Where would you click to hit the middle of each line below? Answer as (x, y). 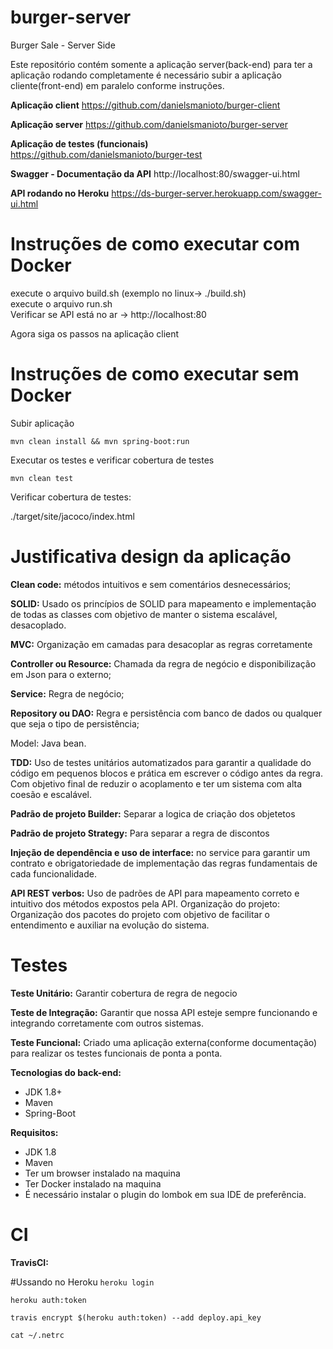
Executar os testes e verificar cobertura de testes (112, 460)
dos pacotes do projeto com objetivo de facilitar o (167, 914)
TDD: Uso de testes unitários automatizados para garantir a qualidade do (161, 762)
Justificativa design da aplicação (151, 557)
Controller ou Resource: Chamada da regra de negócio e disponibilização (163, 663)
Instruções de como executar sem (155, 374)
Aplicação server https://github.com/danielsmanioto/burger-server (149, 124)
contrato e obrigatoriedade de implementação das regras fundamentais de (164, 863)
